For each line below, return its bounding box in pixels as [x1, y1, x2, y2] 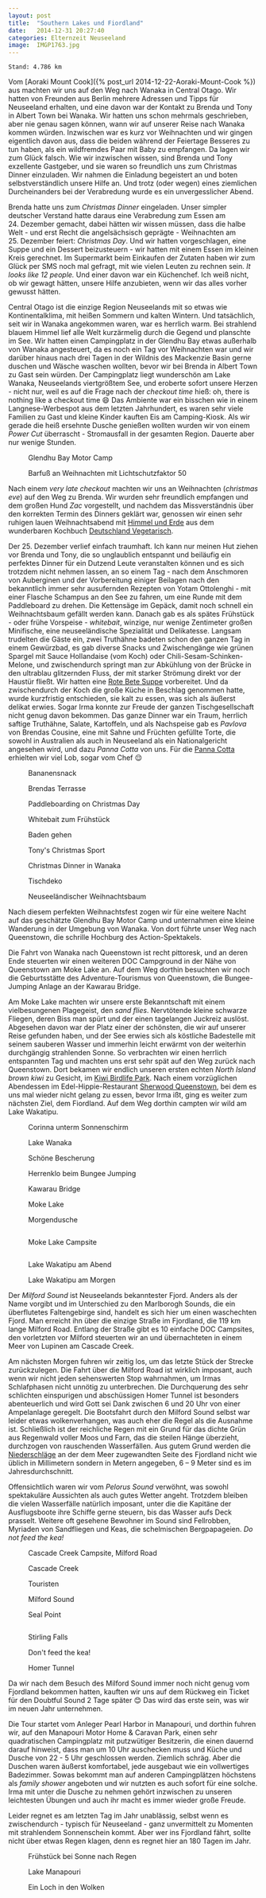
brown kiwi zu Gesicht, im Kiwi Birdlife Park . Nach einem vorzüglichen [8, 1074, 237, 1083]
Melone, [8, 660, 36, 669]
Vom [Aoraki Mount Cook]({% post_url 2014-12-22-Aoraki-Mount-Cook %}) [8, 77, 256, 87]
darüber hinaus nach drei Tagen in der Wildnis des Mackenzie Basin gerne [8, 353, 252, 363]
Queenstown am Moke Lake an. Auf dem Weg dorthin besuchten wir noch [8, 965, 250, 975]
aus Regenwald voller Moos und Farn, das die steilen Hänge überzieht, [8, 1433, 240, 1443]
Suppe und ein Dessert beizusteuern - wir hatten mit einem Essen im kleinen [8, 244, 259, 255]
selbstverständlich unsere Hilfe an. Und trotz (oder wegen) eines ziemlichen [8, 178, 257, 188]
